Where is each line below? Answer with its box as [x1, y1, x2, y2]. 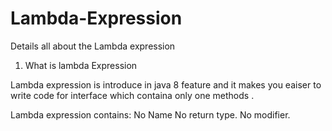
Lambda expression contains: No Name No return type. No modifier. [10, 108, 291, 121]
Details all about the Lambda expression [10, 40, 176, 52]
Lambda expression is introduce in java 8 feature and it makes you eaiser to [10, 78, 322, 91]
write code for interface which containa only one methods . [10, 89, 255, 101]
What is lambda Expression [24, 59, 138, 71]
